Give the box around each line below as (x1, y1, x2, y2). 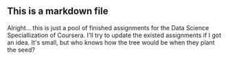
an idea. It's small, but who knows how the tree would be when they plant (7, 38, 215, 47)
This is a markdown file (7, 5, 109, 17)
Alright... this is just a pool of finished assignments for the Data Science (7, 23, 209, 32)
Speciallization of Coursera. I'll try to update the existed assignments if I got (7, 31, 222, 39)
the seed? (7, 45, 36, 54)
